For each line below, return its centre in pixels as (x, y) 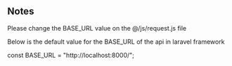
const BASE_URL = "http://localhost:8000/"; (71, 55)
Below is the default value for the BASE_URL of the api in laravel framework (116, 42)
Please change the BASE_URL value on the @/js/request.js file (97, 28)
